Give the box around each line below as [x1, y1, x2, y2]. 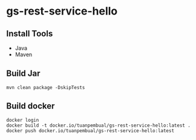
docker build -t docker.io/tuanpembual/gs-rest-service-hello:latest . [6, 122, 191, 128]
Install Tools [6, 28, 53, 39]
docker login [6, 117, 39, 123]
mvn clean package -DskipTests [6, 84, 85, 90]
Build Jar [6, 68, 41, 79]
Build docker [6, 101, 55, 112]
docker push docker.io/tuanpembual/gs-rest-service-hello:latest [6, 127, 174, 134]
